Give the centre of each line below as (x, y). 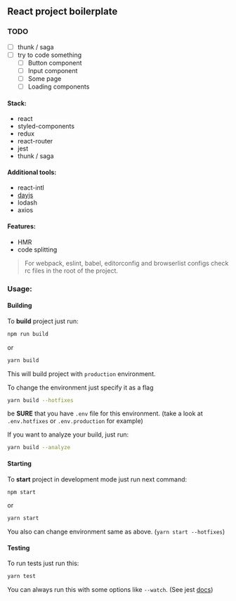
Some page (45, 78)
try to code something (50, 55)
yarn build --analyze (39, 448)
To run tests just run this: (43, 563)
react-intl (31, 188)
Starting (19, 463)
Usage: (20, 289)
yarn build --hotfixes (40, 400)
